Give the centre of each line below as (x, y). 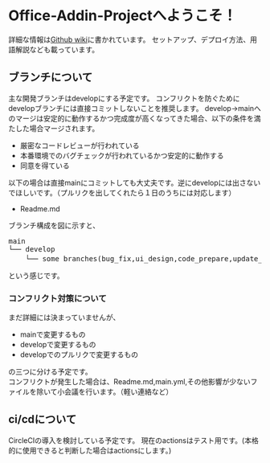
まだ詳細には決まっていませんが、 (64, 318)
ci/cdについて (43, 419)
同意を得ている (45, 166)
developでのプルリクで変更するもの (79, 354)
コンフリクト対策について (57, 298)
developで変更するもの (58, 345)
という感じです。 (36, 275)
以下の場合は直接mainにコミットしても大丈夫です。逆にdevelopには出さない (135, 182)
